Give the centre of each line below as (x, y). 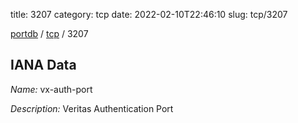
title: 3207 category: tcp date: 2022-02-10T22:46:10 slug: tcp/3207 (149, 14)
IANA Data (43, 65)
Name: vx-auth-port (51, 89)
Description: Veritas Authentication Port (92, 108)
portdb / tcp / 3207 (49, 33)
